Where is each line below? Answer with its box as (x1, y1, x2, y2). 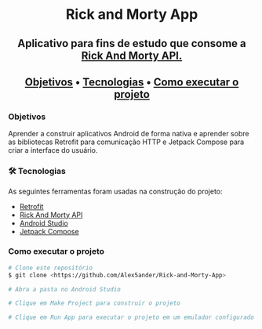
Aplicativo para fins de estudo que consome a (16, 37, 247, 50)
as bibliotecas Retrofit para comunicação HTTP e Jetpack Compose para (8, 137, 245, 146)
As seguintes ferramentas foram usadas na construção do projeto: (8, 186, 223, 196)
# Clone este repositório (8, 264, 93, 272)
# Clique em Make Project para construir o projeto (8, 299, 180, 307)
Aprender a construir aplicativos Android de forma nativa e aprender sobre (8, 129, 249, 139)
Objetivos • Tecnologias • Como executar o (24, 75, 239, 89)
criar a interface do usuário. (8, 146, 98, 155)
